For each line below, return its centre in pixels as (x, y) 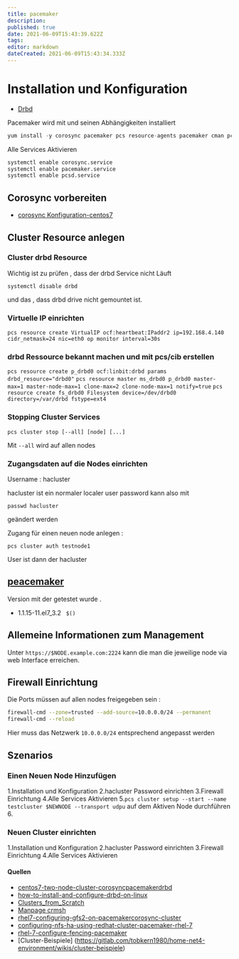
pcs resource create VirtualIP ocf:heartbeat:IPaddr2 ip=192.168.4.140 (116, 333)
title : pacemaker (33, 14)
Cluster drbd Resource (47, 257)
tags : (15, 41)
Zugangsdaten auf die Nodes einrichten (78, 463)
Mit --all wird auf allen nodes (52, 445)
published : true (31, 27)
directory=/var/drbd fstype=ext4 (57, 399)
